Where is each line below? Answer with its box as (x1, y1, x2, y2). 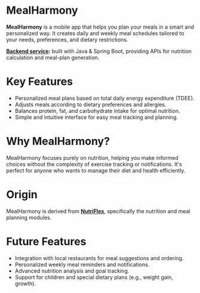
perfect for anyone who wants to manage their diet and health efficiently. (6, 166, 186, 174)
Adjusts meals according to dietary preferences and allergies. (14, 101, 167, 108)
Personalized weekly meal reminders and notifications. (14, 261, 150, 268)
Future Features (6, 235, 87, 248)
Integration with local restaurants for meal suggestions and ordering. (14, 254, 184, 261)
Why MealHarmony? (6, 135, 110, 148)
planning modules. (6, 214, 52, 221)
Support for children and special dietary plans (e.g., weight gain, (14, 273, 173, 280)
